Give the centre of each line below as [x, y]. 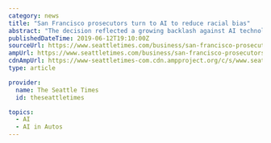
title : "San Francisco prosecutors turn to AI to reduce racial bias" [129, 23]
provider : [25, 82]
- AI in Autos [39, 127]
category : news [34, 16]
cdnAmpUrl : [27, 61]
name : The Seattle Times [57, 90]
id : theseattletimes [50, 97]
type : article [32, 68]
